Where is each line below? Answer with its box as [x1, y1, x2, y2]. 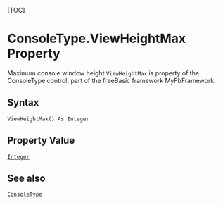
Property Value [7, 135, 75, 147]
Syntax [7, 97, 39, 108]
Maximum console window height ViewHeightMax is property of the [7, 68, 199, 77]
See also [7, 172, 46, 184]
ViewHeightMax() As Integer [7, 116, 90, 123]
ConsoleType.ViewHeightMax [7, 31, 186, 46]
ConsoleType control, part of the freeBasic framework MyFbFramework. [7, 76, 216, 85]
